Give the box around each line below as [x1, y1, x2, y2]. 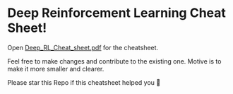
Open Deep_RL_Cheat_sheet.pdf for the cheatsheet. [7, 43, 159, 52]
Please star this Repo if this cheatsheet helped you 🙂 [7, 78, 161, 86]
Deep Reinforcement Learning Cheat [7, 5, 226, 21]
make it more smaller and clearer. [7, 64, 104, 73]
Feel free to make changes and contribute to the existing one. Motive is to [7, 57, 222, 65]
